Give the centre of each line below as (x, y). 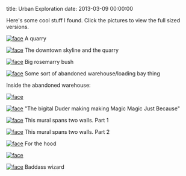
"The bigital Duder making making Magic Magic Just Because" (102, 108)
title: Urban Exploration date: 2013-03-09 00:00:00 (70, 9)
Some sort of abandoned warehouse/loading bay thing (92, 74)
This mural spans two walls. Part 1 (67, 120)
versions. (17, 27)
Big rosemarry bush (49, 62)
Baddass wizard (44, 167)
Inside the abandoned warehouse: (49, 85)
